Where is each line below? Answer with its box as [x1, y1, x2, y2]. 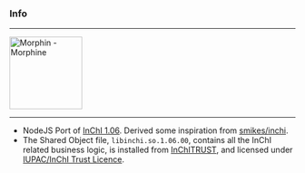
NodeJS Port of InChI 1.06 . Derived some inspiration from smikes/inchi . [22, 125, 289, 136]
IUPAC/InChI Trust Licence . [22, 154, 125, 165]
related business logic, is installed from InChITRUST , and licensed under [22, 144, 293, 156]
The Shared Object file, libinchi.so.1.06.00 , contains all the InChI [22, 135, 272, 146]
